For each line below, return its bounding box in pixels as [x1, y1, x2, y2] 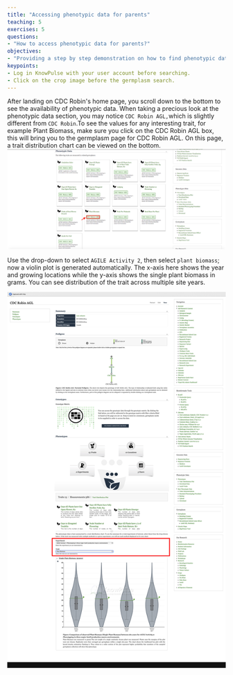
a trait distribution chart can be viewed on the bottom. [7, 141, 161, 149]
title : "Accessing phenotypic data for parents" [7, 11, 150, 18]
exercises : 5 [7, 26, 45, 33]
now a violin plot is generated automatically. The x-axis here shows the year [7, 263, 224, 272]
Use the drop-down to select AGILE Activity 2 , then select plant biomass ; [7, 256, 220, 265]
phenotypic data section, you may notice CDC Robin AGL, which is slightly [7, 112, 215, 120]
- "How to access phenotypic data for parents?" [7, 40, 150, 48]
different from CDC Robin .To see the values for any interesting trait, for [7, 119, 206, 128]
